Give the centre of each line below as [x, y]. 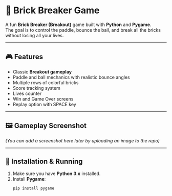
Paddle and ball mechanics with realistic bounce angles [71, 77]
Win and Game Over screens [43, 99]
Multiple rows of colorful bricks [46, 82]
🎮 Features [24, 57]
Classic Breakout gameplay [42, 71]
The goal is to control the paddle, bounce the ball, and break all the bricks [83, 30]
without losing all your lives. [35, 35]
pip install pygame [34, 188]
